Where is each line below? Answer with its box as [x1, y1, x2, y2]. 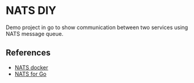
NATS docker [14, 64, 48, 71]
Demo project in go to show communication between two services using [6, 24, 188, 31]
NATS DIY [6, 4, 56, 18]
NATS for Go [14, 70, 47, 78]
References [6, 48, 51, 58]
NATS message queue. [6, 30, 64, 37]
